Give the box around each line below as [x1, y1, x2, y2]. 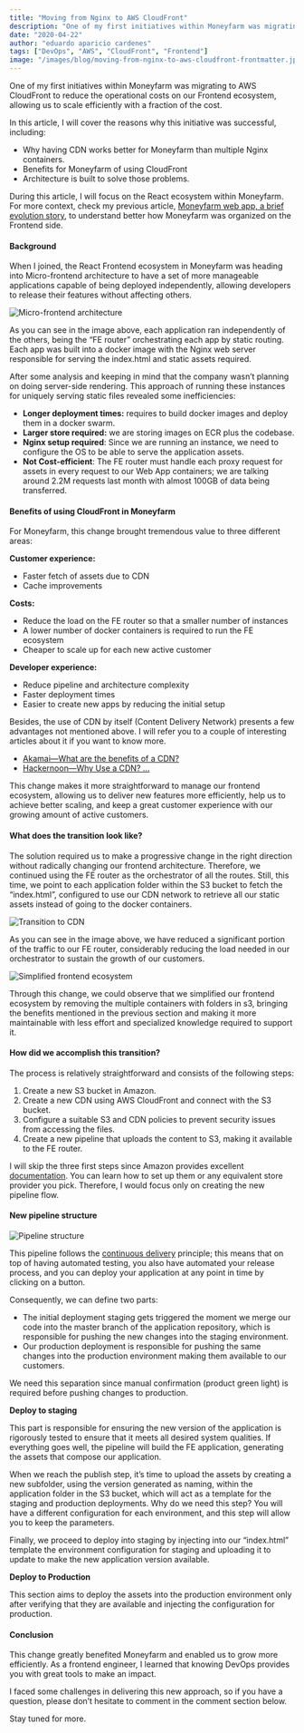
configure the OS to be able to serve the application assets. [22, 446, 244, 458]
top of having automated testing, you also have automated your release [9, 1258, 275, 1269]
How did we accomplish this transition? [9, 1047, 161, 1058]
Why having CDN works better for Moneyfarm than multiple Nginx [22, 144, 269, 155]
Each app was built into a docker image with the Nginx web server [9, 344, 256, 355]
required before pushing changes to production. [9, 1387, 188, 1398]
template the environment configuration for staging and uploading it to [9, 1544, 271, 1555]
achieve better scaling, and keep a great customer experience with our [9, 800, 273, 811]
